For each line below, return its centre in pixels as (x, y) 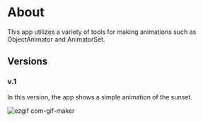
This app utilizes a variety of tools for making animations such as (102, 32)
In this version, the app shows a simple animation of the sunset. (100, 97)
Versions (28, 62)
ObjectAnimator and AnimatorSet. (56, 39)
